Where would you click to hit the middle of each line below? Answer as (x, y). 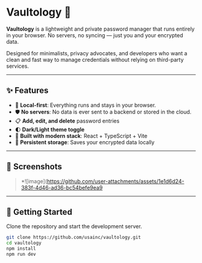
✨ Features (27, 90)
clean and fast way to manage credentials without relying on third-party (95, 59)
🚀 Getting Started (39, 212)
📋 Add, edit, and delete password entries (67, 121)
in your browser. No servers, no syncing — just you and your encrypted (95, 35)
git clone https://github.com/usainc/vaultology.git (74, 237)
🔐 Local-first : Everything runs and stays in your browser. (85, 105)
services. (17, 66)
